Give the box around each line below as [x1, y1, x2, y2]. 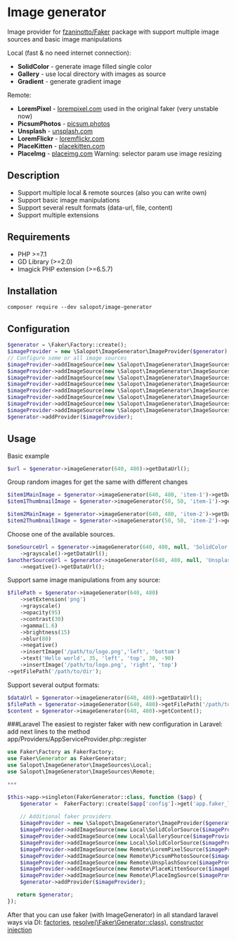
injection [7, 926, 32, 934]
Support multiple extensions [17, 210, 100, 219]
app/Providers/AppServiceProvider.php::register [7, 735, 147, 743]
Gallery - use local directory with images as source [17, 70, 166, 78]
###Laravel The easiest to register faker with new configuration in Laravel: [7, 720, 223, 729]
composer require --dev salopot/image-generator [7, 304, 152, 311]
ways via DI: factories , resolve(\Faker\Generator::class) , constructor [7, 918, 204, 926]
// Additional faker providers [20, 813, 112, 820]
